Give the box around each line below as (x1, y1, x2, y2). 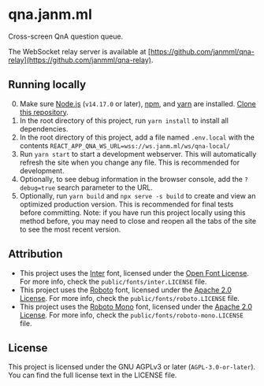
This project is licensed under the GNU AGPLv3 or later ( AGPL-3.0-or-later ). (8, 362, 256, 372)
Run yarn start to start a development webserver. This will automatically (19, 149, 257, 158)
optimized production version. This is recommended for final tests (19, 199, 234, 209)
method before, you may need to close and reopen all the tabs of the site (19, 216, 257, 225)
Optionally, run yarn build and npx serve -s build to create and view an (19, 191, 256, 200)
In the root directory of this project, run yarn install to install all (19, 116, 229, 125)
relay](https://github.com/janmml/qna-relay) (8, 55, 152, 65)
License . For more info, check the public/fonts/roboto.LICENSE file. (19, 293, 240, 302)
